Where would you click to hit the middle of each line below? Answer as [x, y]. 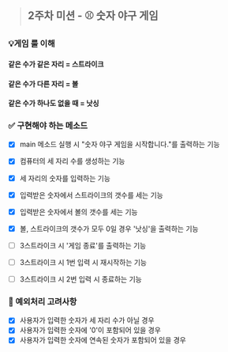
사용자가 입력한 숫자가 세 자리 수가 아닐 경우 [87, 320]
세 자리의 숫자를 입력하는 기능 [65, 178]
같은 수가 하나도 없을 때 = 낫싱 [54, 104]
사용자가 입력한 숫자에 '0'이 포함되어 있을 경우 [90, 330]
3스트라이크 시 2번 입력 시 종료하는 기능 [80, 279]
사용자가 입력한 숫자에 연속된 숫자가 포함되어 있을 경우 [103, 340]
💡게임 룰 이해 [32, 44]
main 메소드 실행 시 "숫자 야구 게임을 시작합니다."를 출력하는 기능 [120, 144]
